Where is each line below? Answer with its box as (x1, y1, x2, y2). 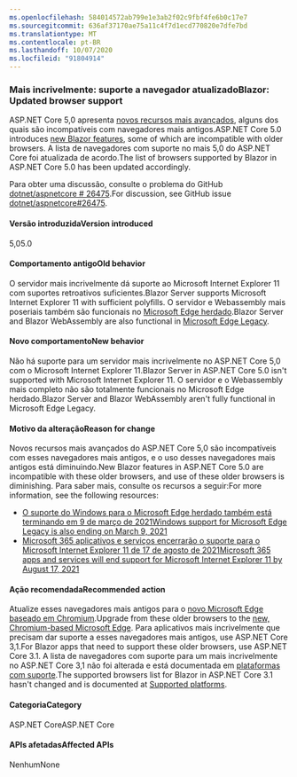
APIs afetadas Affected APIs (9, 740, 114, 750)
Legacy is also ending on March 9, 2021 (21, 526, 168, 537)
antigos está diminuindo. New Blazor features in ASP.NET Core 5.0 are (9, 462, 264, 473)
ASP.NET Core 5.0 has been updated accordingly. (9, 161, 191, 173)
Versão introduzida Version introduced (9, 218, 153, 229)
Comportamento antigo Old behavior (9, 258, 146, 269)
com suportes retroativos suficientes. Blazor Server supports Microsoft (9, 287, 267, 298)
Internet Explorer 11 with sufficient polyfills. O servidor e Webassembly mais (9, 296, 286, 307)
